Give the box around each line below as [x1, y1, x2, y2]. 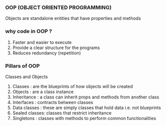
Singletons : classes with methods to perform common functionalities [12, 115, 156, 121]
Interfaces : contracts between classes [12, 99, 94, 105]
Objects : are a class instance [12, 88, 74, 94]
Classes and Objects [5, 73, 48, 79]
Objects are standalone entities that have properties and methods [5, 15, 141, 21]
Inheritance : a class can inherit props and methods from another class [12, 94, 159, 100]
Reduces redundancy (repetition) [12, 49, 81, 56]
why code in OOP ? [5, 28, 52, 35]
